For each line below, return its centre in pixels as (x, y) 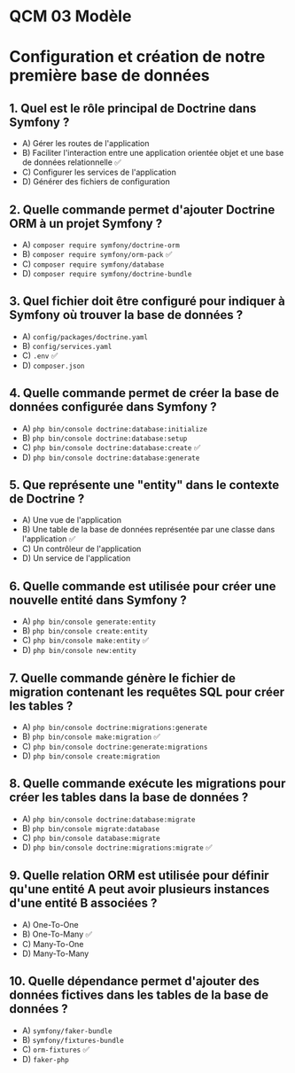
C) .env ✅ (40, 355)
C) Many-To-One (53, 944)
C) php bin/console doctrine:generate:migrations (115, 747)
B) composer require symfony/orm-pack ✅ (97, 254)
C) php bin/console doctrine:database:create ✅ (111, 447)
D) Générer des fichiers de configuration (96, 182)
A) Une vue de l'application (72, 520)
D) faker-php (45, 1059)
